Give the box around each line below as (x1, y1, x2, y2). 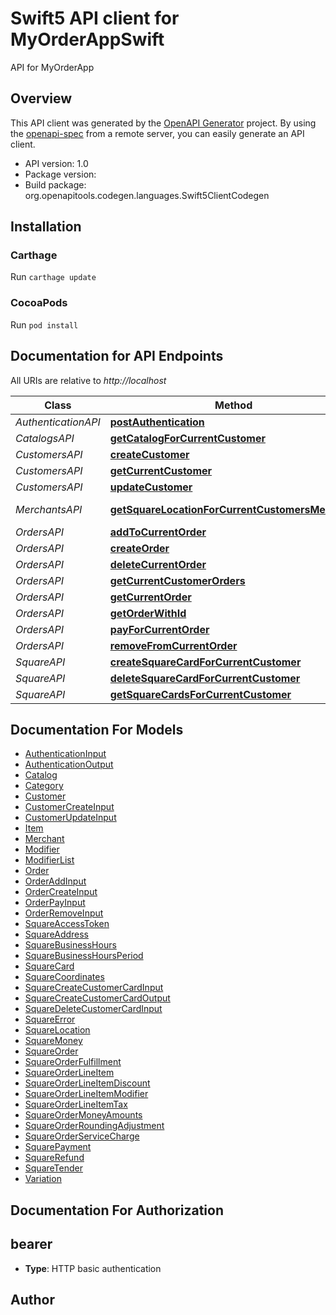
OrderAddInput (24, 875, 87, 887)
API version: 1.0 (24, 157, 89, 169)
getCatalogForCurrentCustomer (109, 431, 266, 445)
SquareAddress (24, 928, 90, 941)
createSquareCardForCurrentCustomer (109, 655, 302, 669)
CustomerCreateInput (24, 801, 115, 813)
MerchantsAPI (15, 502, 83, 516)
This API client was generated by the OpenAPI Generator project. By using (10, 117, 317, 129)
